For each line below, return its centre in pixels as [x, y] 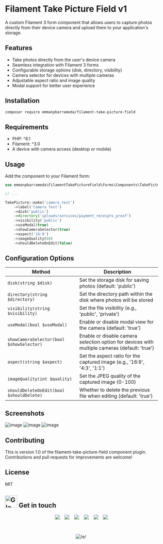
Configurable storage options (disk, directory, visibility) [67, 70]
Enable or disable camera [108, 336]
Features [19, 48]
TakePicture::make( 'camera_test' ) [40, 203]
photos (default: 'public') [107, 286]
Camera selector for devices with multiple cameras [63, 75]
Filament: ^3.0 [26, 144]
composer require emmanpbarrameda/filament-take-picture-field [70, 112]
